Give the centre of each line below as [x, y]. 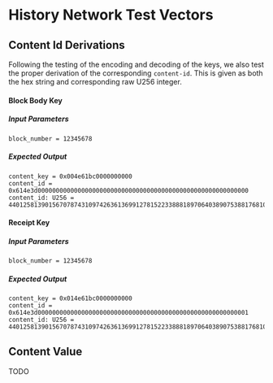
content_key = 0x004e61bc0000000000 [70, 176]
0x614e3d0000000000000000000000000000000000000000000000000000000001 [129, 313]
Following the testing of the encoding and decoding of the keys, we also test [136, 64]
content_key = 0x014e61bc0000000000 [70, 298]
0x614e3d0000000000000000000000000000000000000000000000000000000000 [129, 190]
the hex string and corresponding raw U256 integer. [95, 82]
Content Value [45, 352]
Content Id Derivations [67, 45]
